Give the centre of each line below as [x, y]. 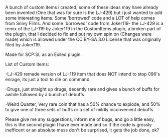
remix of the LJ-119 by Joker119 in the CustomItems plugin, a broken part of [83, 29]
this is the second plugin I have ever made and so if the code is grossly [78, 125]
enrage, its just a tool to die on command [47, 79]
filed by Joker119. [23, 45]
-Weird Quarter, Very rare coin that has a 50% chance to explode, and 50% [83, 104]
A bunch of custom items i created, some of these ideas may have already [82, 7]
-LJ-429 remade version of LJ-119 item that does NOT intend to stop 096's [83, 74]
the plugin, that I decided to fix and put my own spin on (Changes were [78, 34]
